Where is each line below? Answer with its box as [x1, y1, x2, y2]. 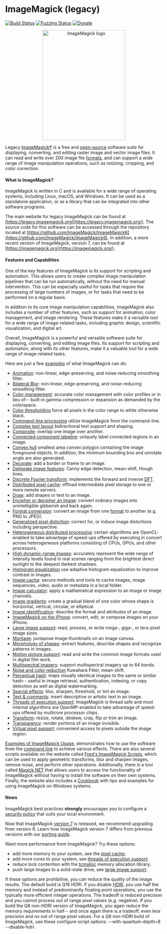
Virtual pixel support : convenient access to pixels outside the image [12, 725, 152, 732]
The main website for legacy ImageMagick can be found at [5, 214, 126, 220]
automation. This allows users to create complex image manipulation [5, 273, 146, 279]
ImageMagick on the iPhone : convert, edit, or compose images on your [12, 614, 159, 620]
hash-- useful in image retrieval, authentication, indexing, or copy [12, 678, 147, 684]
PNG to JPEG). [12, 513, 43, 520]
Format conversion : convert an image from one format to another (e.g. [12, 508, 157, 514]
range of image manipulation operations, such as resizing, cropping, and [5, 160, 155, 166]
